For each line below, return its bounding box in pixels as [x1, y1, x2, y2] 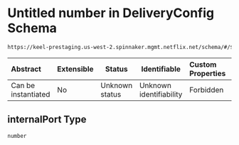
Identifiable [141, 64, 181, 74]
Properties [189, 68, 226, 78]
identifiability [139, 89, 183, 99]
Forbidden [189, 85, 224, 95]
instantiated [11, 89, 51, 99]
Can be [11, 80, 36, 90]
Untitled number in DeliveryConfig [7, 5, 215, 21]
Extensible [56, 64, 94, 74]
